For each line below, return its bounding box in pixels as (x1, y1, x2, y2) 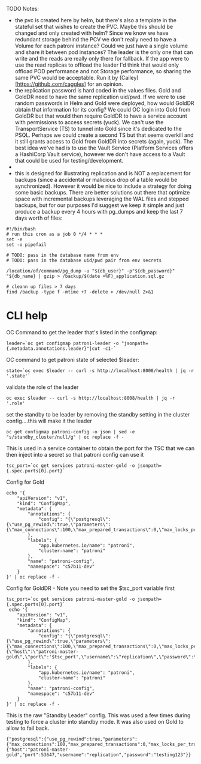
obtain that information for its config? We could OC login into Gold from (14, 106, 191, 113)
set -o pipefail (6, 242, 47, 248)
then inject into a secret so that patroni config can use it (6, 451, 144, 458)
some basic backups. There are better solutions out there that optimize (14, 189, 190, 196)
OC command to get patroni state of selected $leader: (6, 356, 139, 363)
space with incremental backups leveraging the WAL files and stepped (14, 195, 189, 202)
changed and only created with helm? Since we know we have (14, 29, 169, 37)
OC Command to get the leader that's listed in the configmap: (6, 328, 158, 335)
